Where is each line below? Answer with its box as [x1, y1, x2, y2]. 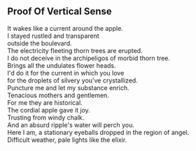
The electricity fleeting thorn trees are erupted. [7, 46, 143, 55]
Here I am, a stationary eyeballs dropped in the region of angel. [7, 128, 190, 136]
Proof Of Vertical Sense [7, 6, 112, 17]
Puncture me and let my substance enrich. [7, 83, 129, 92]
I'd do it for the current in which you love [7, 69, 125, 77]
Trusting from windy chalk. [7, 113, 85, 122]
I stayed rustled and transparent [7, 31, 99, 40]
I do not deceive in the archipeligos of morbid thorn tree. [7, 54, 170, 62]
